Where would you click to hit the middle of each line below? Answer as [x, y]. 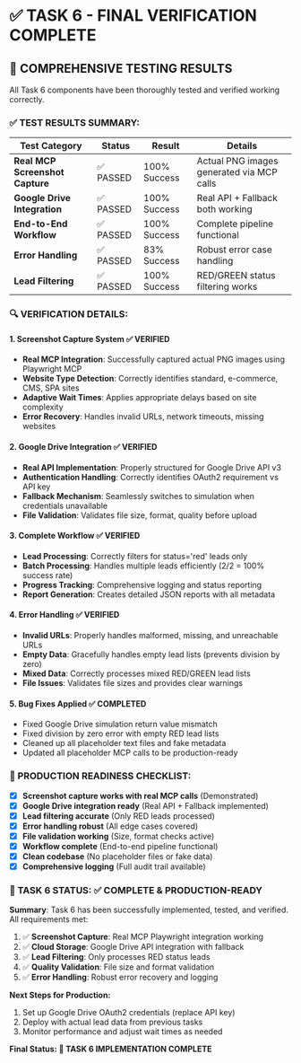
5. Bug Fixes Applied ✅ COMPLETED [78, 703]
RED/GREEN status [236, 276]
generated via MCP [237, 172]
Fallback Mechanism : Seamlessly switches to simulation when [138, 496]
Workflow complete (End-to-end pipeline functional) [120, 846]
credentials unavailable [65, 505]
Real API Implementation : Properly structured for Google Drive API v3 [152, 467]
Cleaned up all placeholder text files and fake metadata [124, 743]
